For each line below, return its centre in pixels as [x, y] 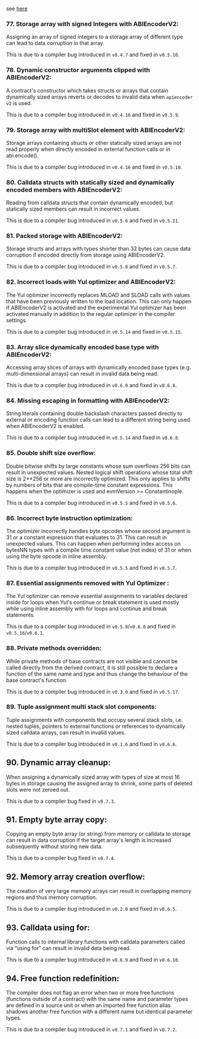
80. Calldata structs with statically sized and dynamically [90, 182]
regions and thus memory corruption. [52, 897]
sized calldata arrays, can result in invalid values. [66, 732]
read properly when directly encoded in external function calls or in [88, 149]
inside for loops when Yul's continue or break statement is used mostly [93, 603]
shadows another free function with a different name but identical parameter [99, 1011]
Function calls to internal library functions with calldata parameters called [96, 942]
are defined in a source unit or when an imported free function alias [88, 1005]
